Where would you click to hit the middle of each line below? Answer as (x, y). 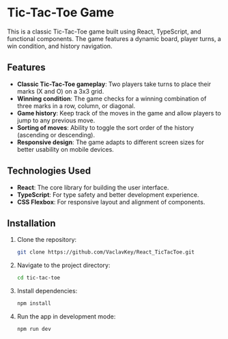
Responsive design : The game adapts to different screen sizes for (111, 142)
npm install (34, 303)
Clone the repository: (47, 240)
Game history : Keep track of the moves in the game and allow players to (119, 113)
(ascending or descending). (56, 135)
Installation (31, 223)
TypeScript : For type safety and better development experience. (108, 194)
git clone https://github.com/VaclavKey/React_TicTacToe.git (106, 252)
